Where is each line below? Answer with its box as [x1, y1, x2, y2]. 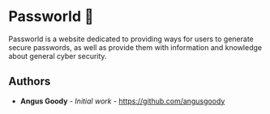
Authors [8, 74, 51, 88]
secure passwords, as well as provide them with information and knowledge [8, 42, 262, 52]
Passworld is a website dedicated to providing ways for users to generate [8, 34, 254, 44]
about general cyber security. [8, 51, 107, 61]
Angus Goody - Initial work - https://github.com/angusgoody [19, 96, 225, 106]
